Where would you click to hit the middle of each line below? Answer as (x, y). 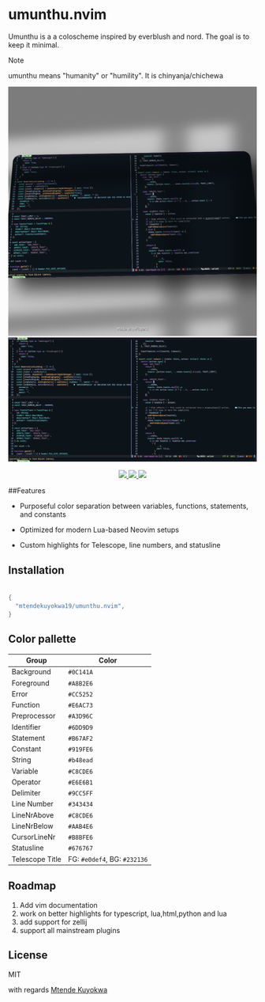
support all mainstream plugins (70, 930)
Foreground (30, 683)
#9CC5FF (80, 794)
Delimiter (26, 793)
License (28, 955)
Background (31, 672)
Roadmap (32, 886)
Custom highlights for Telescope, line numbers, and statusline (120, 545)
